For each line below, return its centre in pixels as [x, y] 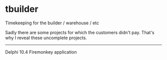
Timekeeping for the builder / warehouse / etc [52, 23]
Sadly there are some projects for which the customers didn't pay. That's [80, 32]
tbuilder [22, 9]
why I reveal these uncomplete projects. [46, 38]
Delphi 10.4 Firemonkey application [41, 52]
